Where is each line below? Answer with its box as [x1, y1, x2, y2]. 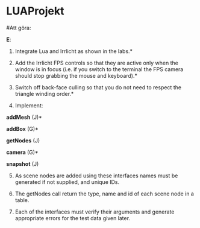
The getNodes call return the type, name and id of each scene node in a [14, 190, 195, 197]
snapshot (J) [6, 160, 39, 167]
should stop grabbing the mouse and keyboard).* [14, 72, 137, 79]
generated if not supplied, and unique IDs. [14, 178, 120, 185]
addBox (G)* [6, 125, 39, 132]
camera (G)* [6, 148, 39, 156]
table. [14, 196, 30, 203]
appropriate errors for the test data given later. [14, 214, 131, 221]
